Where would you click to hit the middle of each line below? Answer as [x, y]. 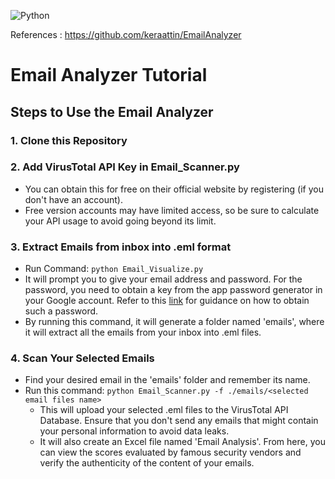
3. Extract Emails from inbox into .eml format [121, 247]
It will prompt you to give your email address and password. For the [163, 279]
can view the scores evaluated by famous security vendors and [170, 452]
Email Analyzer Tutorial [109, 75]
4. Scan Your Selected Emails [82, 358]
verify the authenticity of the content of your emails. [147, 463]
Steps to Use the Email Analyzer [112, 111]
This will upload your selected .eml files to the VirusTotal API [164, 410]
